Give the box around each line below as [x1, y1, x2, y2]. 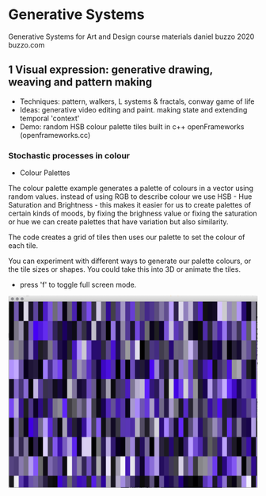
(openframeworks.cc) [19, 130, 91, 139]
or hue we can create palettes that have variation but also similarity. [8, 217, 229, 227]
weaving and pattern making [8, 75, 153, 89]
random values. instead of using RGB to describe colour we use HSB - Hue [8, 192, 253, 201]
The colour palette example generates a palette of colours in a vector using [8, 184, 253, 193]
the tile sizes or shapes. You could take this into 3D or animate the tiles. [8, 265, 241, 274]
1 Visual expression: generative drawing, [8, 63, 214, 77]
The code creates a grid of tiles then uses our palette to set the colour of [8, 232, 245, 242]
